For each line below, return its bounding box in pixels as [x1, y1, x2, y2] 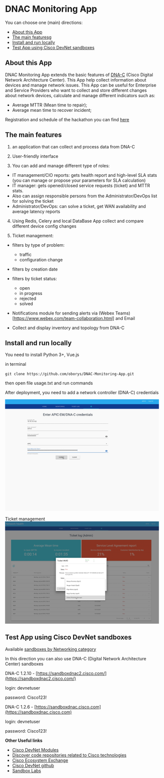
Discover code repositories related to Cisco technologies [12, 752, 127, 758]
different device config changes [12, 223, 77, 229]
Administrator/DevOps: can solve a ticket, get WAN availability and [12, 203, 146, 209]
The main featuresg [12, 34, 52, 40]
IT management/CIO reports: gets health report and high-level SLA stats [12, 172, 157, 178]
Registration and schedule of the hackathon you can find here [5, 116, 129, 123]
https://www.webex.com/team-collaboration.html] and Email [14, 315, 135, 321]
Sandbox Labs [12, 768, 41, 774]
